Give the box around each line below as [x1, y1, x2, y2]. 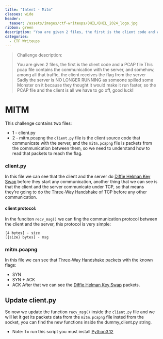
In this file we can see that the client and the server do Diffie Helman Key [5, 173, 150, 179]
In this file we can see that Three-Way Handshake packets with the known [5, 257, 153, 263]
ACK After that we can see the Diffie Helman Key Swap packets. [12, 282, 140, 288]
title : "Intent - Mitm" [5, 7, 53, 12]
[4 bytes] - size [5, 231, 40, 236]
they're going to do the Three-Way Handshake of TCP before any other [5, 189, 147, 195]
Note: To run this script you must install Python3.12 [12, 329, 114, 335]
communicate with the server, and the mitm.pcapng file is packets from [12, 140, 152, 146]
